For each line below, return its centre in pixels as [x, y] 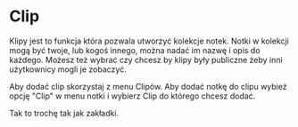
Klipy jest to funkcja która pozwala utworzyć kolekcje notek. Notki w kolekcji [149, 41]
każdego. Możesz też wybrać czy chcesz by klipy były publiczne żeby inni [146, 60]
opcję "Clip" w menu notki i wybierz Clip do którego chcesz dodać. [132, 96]
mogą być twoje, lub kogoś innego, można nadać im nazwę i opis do [135, 50]
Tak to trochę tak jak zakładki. [64, 113]
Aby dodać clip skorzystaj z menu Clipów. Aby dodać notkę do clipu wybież [148, 86]
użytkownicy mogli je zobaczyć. [68, 69]
